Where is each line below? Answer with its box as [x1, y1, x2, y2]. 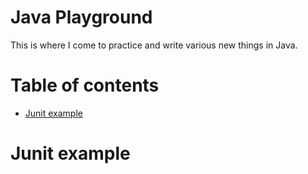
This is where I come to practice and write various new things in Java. [10, 39, 298, 51]
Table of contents [10, 74, 160, 97]
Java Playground [10, 6, 153, 29]
